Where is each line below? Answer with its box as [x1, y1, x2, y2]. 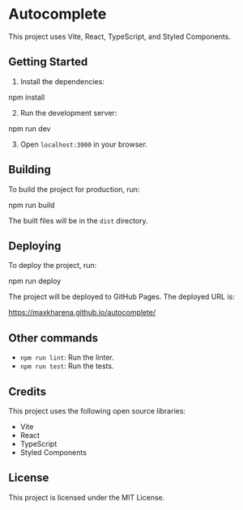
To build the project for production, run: [8, 184, 140, 194]
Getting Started [8, 55, 88, 69]
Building [8, 163, 51, 176]
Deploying [8, 239, 62, 253]
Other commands [8, 331, 99, 345]
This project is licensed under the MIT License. [8, 492, 165, 502]
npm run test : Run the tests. [19, 361, 114, 371]
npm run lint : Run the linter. [19, 353, 115, 363]
